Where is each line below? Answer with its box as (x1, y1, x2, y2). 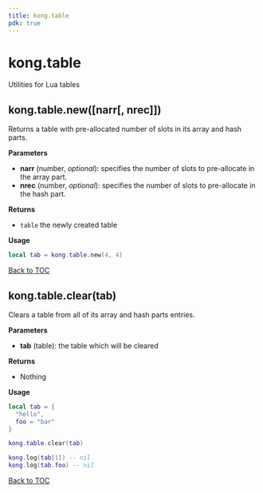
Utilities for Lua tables (8, 80, 80, 89)
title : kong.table (8, 11, 69, 20)
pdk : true (8, 19, 41, 27)
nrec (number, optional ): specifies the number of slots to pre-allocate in (19, 181, 257, 190)
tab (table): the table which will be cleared (19, 340, 159, 350)
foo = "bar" (15, 417, 56, 426)
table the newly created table (19, 221, 118, 230)
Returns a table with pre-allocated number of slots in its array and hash (8, 125, 241, 134)
